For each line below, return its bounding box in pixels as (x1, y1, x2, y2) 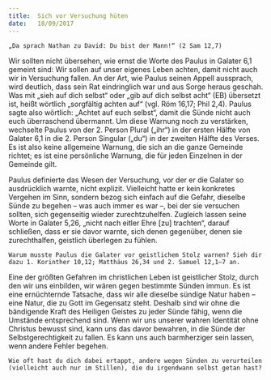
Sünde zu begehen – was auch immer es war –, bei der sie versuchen (8, 200, 240, 211)
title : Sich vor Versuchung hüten (8, 11, 129, 20)
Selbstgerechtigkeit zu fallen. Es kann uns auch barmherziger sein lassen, (8, 332, 255, 342)
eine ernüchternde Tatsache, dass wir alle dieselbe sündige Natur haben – (8, 289, 256, 299)
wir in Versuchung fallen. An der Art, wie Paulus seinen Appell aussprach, (8, 73, 253, 83)
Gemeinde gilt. (8, 159, 57, 169)
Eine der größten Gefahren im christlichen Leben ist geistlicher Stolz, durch (8, 272, 259, 282)
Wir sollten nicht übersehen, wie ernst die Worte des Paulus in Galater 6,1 (8, 56, 252, 66)
